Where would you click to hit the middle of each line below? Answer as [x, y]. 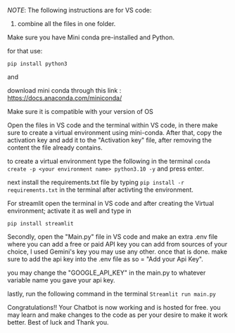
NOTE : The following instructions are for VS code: [80, 10]
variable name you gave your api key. [61, 280]
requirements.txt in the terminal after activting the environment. [100, 190]
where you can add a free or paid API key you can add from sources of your [117, 244]
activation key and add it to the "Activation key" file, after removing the [110, 140]
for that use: [25, 51]
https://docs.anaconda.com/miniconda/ [65, 98]
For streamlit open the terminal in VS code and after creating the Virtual [111, 203]
